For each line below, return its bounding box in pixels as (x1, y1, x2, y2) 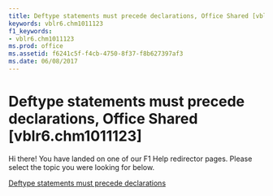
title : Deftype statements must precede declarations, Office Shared (8, 11, 249, 20)
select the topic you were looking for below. (8, 162, 155, 172)
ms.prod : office (8, 42, 63, 50)
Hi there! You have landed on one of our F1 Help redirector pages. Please (8, 154, 253, 163)
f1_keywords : (8, 27, 53, 35)
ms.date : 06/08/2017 (8, 58, 79, 66)
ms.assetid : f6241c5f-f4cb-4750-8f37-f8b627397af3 (8, 50, 184, 58)
